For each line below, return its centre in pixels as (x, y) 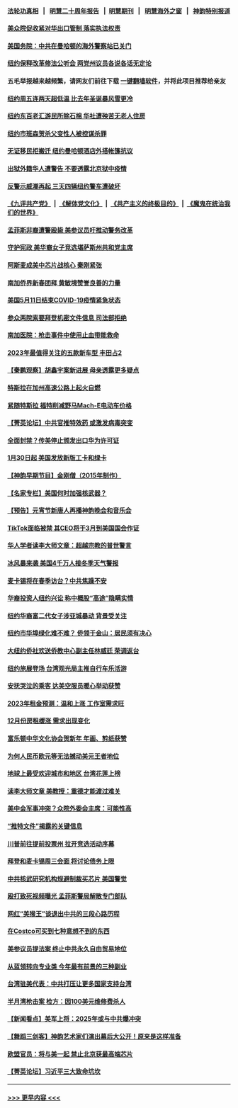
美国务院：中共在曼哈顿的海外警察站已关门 (69, 45)
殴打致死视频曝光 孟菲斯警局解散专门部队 (67, 896)
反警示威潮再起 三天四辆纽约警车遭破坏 (64, 186)
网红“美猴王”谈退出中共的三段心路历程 (64, 913)
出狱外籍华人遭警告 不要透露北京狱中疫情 (67, 168)
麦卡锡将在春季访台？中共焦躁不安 (57, 580)
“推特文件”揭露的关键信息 (45, 826)
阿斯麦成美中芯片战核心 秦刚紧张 (55, 265)
